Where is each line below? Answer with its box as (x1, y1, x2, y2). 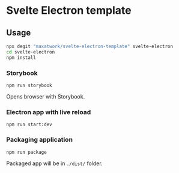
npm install (6, 55, 36, 61)
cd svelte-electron (6, 49, 55, 55)
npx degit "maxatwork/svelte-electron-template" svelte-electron (6, 43, 173, 49)
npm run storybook (6, 82, 52, 88)
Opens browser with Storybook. (6, 93, 85, 100)
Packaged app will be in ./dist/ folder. (6, 160, 103, 167)
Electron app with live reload (6, 108, 91, 116)
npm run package (6, 149, 47, 155)
